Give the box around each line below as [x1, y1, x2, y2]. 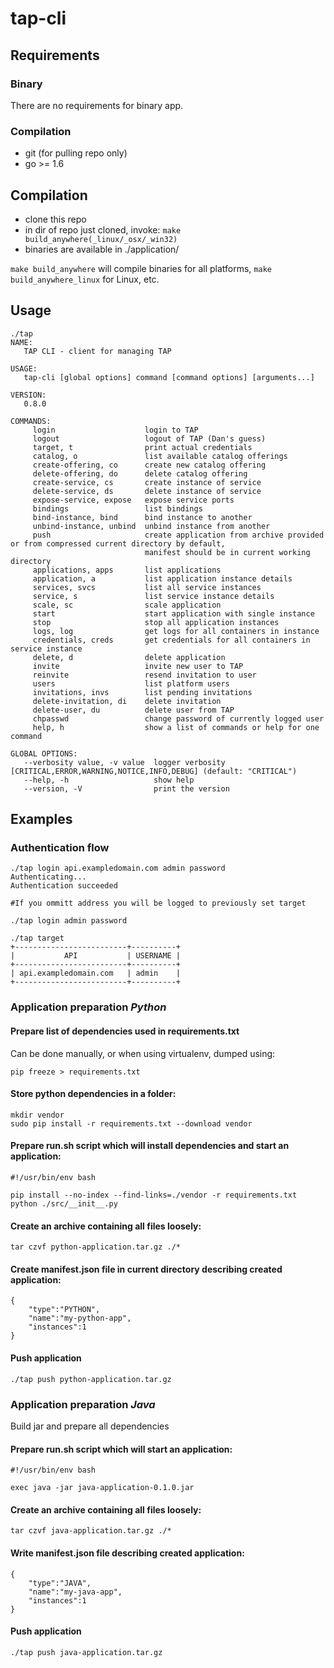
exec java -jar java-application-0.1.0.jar [10, 1483, 195, 1493]
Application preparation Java [10, 1397, 156, 1411]
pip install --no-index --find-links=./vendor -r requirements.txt [10, 1190, 298, 1201]
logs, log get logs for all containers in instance [32, 626, 320, 636]
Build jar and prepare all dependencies [10, 1420, 170, 1432]
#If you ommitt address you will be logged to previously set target [10, 898, 307, 909]
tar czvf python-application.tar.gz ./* [10, 1242, 182, 1252]
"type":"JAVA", [28, 1578, 92, 1588]
